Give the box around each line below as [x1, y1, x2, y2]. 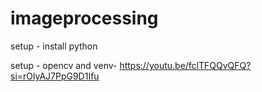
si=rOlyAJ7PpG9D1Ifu [10, 70, 100, 82]
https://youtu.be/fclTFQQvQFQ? [119, 59, 252, 71]
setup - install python [10, 40, 98, 52]
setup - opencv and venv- [10, 59, 118, 71]
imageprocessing [10, 7, 159, 30]
